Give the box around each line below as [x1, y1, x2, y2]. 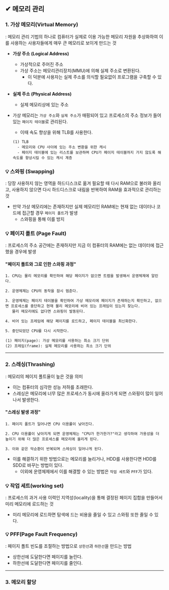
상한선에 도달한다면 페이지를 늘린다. [12, 553, 83, 560]
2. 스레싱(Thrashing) [5, 361, 55, 368]
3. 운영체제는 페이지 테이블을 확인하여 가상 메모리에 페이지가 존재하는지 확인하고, [5, 299, 153, 304]
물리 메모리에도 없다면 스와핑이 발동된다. [12, 309, 86, 314]
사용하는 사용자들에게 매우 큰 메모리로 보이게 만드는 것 [10, 40, 117, 46]
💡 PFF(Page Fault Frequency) [5, 531, 78, 538]
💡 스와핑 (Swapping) [5, 168, 55, 175]
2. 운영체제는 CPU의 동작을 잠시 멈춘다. [5, 288, 78, 293]
